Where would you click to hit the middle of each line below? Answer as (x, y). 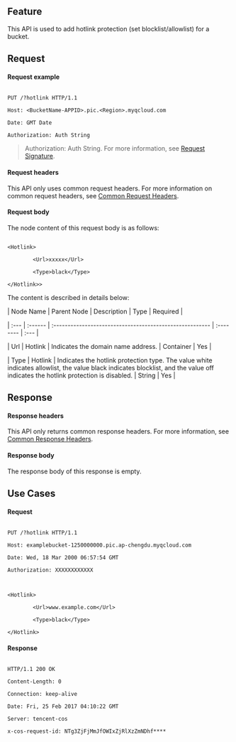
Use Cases (32, 494)
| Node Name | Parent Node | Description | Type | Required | (95, 311)
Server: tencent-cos (38, 719)
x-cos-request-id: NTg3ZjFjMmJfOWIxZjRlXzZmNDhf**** (87, 731)
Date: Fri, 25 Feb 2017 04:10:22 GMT (63, 706)
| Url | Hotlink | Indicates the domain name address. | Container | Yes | (109, 346)
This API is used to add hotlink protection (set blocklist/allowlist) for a (108, 28)
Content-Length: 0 (34, 682)
